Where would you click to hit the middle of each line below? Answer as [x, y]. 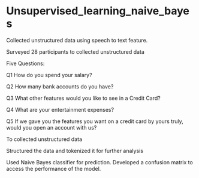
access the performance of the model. [54, 168]
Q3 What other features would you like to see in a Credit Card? [83, 98]
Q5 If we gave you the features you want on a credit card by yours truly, [95, 121]
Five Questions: [25, 63]
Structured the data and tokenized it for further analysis [75, 151]
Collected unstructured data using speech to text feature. [77, 40]
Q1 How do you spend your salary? [49, 75]
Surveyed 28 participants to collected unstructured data [76, 51]
